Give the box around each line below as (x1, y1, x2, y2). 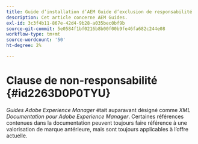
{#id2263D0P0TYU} (6, 87, 111, 100)
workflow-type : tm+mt (6, 31, 61, 37)
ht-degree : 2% (6, 43, 42, 49)
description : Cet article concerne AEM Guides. (6, 14, 128, 20)
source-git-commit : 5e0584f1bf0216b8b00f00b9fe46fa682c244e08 (6, 25, 166, 32)
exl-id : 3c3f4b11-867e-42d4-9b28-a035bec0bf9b (6, 20, 125, 26)
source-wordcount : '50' (6, 37, 66, 43)
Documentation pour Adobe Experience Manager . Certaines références (6, 113, 184, 120)
